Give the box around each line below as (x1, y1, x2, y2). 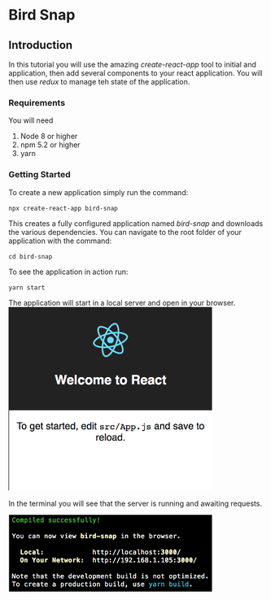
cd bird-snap (8, 252, 53, 261)
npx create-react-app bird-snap (8, 204, 118, 212)
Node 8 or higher (20, 132, 78, 141)
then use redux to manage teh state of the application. (8, 77, 190, 86)
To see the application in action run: (8, 267, 129, 276)
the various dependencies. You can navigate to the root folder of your (8, 227, 243, 237)
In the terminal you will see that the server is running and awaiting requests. (8, 498, 263, 508)
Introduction (8, 38, 73, 52)
